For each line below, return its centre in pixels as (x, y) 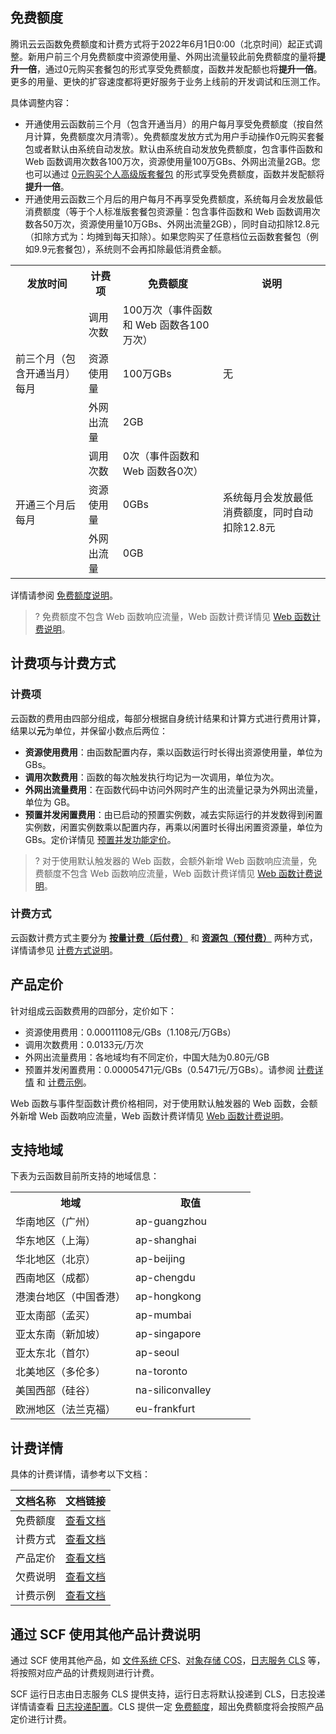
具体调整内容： (41, 102)
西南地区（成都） (56, 1278)
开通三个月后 (46, 505)
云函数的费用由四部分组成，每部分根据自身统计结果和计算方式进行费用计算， (168, 718)
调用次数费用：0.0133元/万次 (84, 1044)
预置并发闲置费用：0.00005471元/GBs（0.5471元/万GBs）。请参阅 (159, 1069)
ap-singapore (168, 1334)
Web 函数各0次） (163, 471)
